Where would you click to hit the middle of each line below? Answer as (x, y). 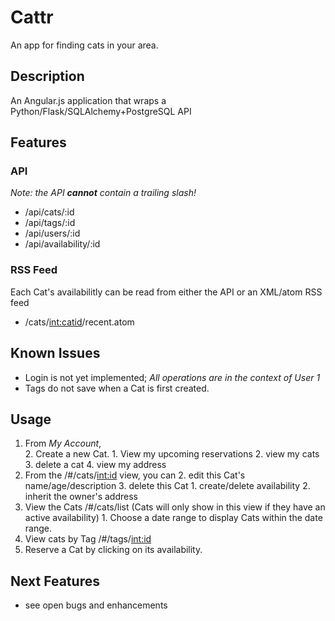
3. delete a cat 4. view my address (95, 465)
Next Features (55, 581)
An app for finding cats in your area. (84, 45)
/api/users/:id (52, 233)
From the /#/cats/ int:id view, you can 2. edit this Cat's (135, 475)
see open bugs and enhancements (96, 605)
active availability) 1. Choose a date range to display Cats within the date (173, 518)
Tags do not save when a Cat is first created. (117, 388)
